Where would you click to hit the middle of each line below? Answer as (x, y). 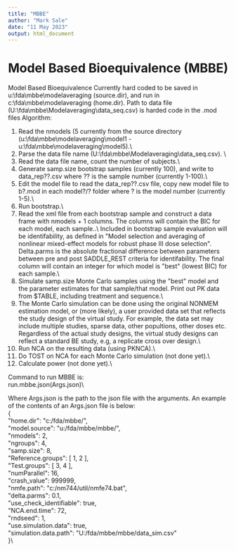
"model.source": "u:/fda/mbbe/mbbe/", (64, 428)
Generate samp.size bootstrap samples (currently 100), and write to (116, 169)
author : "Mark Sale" (38, 20)
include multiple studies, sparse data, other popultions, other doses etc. (122, 326)
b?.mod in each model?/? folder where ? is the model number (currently (122, 192)
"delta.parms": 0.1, (35, 496)
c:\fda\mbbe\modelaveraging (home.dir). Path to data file (90, 103)
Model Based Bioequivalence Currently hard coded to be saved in (103, 88)
